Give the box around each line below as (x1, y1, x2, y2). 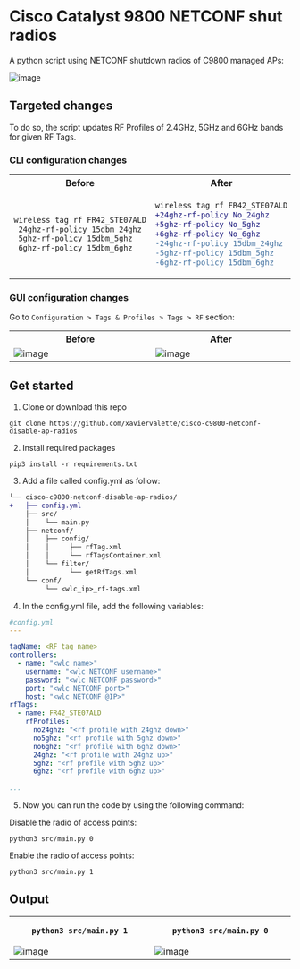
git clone (9, 419, 46, 429)
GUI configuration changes (9, 291, 129, 303)
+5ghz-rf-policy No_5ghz (154, 219, 261, 230)
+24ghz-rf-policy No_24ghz (154, 210, 270, 220)
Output (9, 892, 49, 907)
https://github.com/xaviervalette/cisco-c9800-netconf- (48, 419, 262, 429)
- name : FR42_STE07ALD (17, 709, 102, 718)
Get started (9, 378, 74, 393)
